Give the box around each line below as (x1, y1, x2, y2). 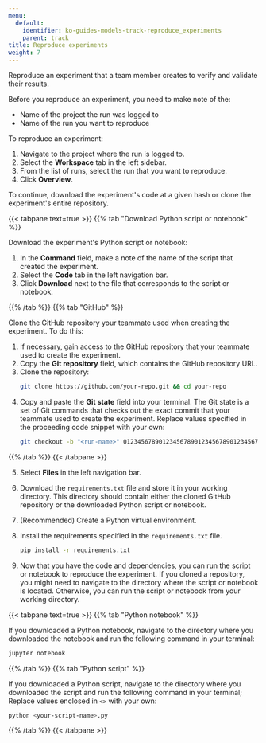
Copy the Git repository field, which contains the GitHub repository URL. (19, 359, 258, 368)
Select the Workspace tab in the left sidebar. (19, 158, 167, 167)
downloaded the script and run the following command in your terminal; (8, 687, 242, 697)
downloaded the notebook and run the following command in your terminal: (8, 634, 255, 643)
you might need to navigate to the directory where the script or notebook (19, 577, 259, 587)
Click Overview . (19, 174, 73, 184)
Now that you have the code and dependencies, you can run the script (19, 561, 251, 570)
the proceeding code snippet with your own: (19, 422, 165, 432)
